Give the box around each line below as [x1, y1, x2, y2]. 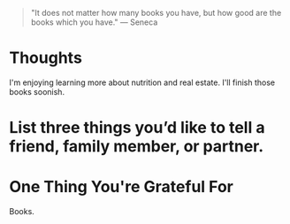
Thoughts [9, 48, 82, 68]
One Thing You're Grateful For [9, 177, 234, 197]
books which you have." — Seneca [30, 17, 158, 27]
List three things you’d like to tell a [9, 118, 265, 138]
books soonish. [9, 86, 65, 97]
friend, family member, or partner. [9, 136, 264, 157]
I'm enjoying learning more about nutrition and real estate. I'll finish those [9, 77, 276, 88]
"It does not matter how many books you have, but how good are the [30, 8, 282, 18]
